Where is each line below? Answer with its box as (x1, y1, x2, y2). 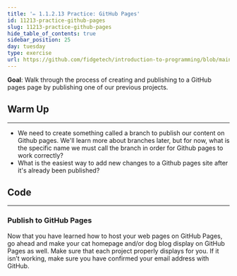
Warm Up (7, 103, 49, 115)
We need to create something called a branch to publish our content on (17, 128, 225, 137)
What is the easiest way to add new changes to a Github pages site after (17, 158, 229, 167)
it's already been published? (17, 166, 100, 175)
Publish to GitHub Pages (7, 215, 92, 225)
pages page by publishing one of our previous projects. (7, 82, 169, 92)
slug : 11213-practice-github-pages (7, 23, 112, 30)
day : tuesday (7, 43, 46, 50)
